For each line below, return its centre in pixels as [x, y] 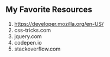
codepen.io [28, 42]
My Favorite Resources [49, 10]
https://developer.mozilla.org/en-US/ [59, 24]
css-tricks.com [33, 30]
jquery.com [28, 36]
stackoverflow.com [37, 49]
